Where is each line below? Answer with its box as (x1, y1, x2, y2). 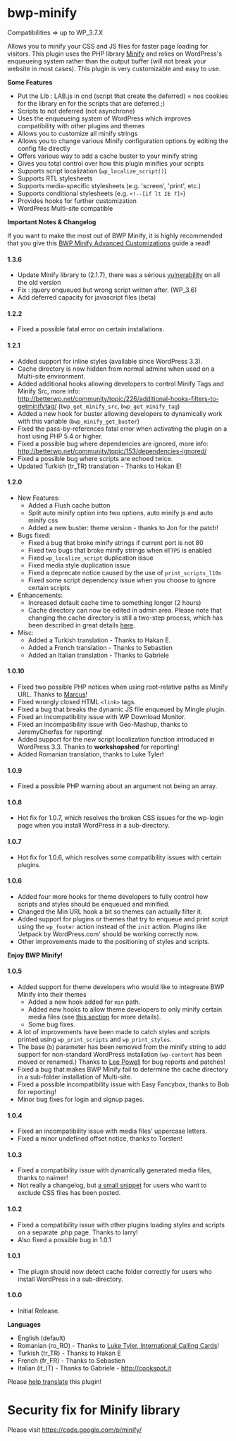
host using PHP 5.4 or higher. (17, 431, 104, 440)
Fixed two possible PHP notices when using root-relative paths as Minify (17, 682, 228, 691)
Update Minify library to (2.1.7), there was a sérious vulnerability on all (17, 271, 221, 279)
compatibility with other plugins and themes (17, 121, 145, 130)
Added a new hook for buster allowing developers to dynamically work (17, 409, 223, 417)
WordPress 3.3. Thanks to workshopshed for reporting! (17, 742, 180, 751)
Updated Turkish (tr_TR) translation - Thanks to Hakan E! (17, 462, 182, 470)
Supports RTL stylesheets (17, 174, 93, 183)
